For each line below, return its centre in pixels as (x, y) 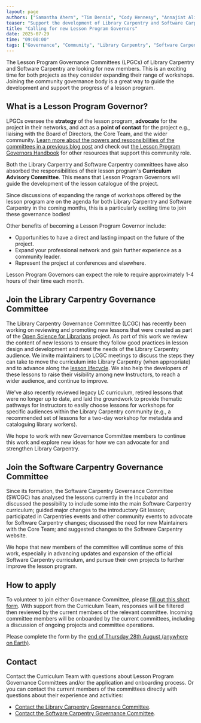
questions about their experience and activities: (65, 695)
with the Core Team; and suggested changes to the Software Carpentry (95, 529)
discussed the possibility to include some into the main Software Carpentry (99, 504)
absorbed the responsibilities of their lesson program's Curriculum (89, 171)
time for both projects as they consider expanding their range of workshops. (100, 75)
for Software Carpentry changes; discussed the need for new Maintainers (97, 523)
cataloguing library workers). (42, 424)
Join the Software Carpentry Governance (85, 467)
